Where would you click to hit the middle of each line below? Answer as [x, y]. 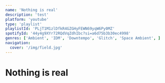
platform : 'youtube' [27, 19]
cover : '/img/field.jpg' [36, 48]
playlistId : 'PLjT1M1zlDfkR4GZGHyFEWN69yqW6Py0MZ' [60, 29]
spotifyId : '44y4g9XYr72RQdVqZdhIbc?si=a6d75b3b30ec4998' [68, 33]
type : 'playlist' [24, 24]
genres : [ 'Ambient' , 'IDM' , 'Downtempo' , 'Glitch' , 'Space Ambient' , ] [83, 38]
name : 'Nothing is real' [32, 10]
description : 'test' [27, 15]
